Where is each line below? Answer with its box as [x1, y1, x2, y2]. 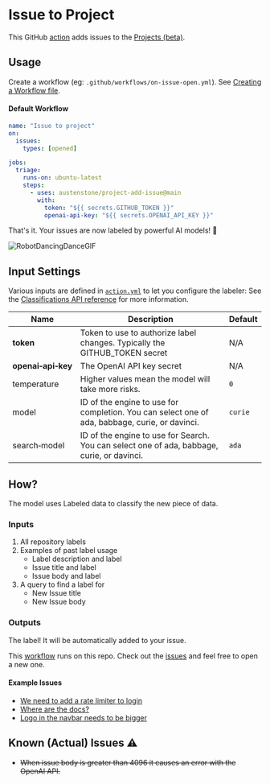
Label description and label [31, 554, 122, 564]
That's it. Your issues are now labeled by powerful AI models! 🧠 [8, 225, 218, 235]
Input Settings [8, 264, 81, 279]
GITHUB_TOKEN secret [80, 348, 168, 359]
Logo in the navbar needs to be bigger [19, 712, 147, 722]
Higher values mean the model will [80, 373, 211, 385]
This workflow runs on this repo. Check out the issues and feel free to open [8, 650, 259, 661]
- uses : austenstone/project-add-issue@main [29, 188, 182, 196]
